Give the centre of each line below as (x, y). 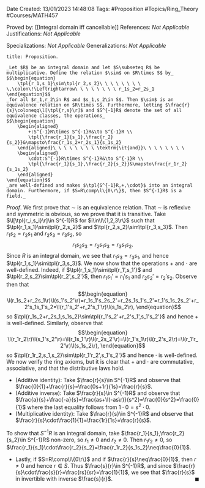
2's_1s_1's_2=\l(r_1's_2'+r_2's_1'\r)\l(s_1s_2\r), (80, 307)
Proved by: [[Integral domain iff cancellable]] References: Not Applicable (98, 27)
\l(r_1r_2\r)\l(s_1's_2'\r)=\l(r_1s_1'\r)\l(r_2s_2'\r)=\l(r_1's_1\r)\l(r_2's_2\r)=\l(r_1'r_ (103, 339)
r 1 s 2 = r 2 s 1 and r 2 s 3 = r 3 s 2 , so (44, 234)
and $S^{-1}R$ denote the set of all (134, 110)
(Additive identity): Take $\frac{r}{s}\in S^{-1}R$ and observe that (98, 380)
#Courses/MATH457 (32, 15)
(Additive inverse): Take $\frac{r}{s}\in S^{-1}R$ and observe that (98, 393)
